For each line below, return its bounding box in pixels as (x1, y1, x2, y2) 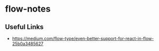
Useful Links (5, 23, 44, 31)
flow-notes (5, 3, 51, 15)
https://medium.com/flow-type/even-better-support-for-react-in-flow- (12, 35, 154, 41)
